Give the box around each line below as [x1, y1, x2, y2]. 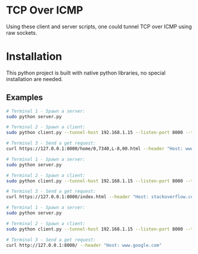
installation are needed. [6, 75, 63, 82]
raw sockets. [6, 29, 37, 36]
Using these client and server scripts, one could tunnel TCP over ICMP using [6, 23, 192, 30]
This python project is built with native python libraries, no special [6, 69, 166, 76]
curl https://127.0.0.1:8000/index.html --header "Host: [6, 194, 149, 200]
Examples [6, 92, 43, 103]
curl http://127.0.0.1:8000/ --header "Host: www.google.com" [6, 242, 162, 248]
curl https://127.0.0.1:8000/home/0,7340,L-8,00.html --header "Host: [6, 146, 183, 152]
